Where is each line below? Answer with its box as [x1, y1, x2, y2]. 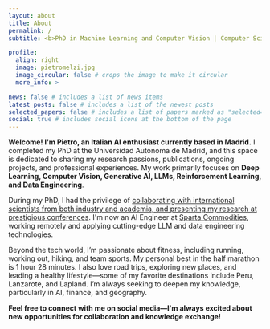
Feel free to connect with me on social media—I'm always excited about [8, 303, 253, 313]
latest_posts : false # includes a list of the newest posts [8, 100, 215, 108]
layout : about [8, 11, 56, 20]
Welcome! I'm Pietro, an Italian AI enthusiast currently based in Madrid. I [8, 137, 256, 147]
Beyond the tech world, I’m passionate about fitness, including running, [8, 246, 244, 255]
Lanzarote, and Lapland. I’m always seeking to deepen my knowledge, [8, 279, 241, 289]
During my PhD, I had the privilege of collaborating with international [8, 196, 235, 205]
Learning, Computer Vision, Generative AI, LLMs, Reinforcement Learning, [8, 172, 262, 181]
